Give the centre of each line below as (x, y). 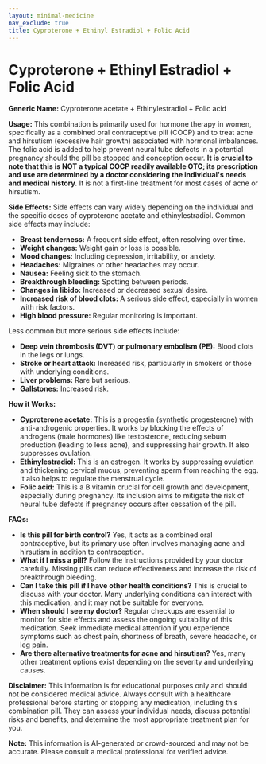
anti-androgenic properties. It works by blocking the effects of (121, 428)
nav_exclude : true (39, 23)
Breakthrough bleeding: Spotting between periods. (104, 282)
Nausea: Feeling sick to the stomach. (81, 273)
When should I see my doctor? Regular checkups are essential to (127, 611)
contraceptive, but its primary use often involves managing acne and (132, 544)
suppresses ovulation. (56, 454)
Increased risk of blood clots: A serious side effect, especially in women (139, 298)
